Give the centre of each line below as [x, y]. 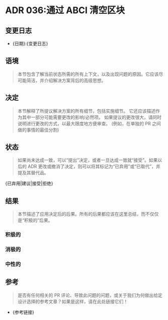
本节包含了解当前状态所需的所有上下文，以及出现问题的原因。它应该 [88, 74]
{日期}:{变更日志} [30, 44]
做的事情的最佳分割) [38, 130]
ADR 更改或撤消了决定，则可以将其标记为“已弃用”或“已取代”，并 [94, 166]
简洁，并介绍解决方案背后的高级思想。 [66, 80]
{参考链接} [23, 312]
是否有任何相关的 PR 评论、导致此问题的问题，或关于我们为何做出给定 [90, 295]
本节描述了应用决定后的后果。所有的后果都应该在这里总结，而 [81, 214]
